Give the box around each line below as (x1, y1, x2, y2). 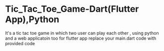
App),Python (5, 14, 60, 25)
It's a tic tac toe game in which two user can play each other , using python (5, 30, 159, 36)
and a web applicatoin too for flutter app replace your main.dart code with (5, 35, 157, 41)
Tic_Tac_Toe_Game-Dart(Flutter (5, 3, 139, 15)
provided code (5, 40, 35, 46)
